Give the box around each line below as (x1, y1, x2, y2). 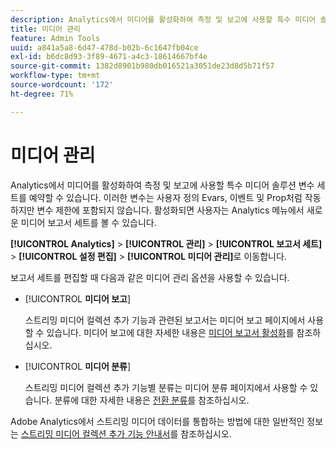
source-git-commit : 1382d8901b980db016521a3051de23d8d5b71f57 (10, 61, 275, 71)
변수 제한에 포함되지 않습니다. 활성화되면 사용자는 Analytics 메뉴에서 (36, 204, 305, 216)
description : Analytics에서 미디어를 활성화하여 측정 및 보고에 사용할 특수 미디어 (10, 14, 317, 25)
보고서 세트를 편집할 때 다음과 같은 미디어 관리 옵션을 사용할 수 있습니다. (10, 271, 290, 283)
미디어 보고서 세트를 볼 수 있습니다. (20, 216, 157, 228)
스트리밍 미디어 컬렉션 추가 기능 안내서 (20, 427, 171, 440)
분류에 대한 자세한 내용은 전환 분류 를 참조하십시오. (54, 394, 250, 406)
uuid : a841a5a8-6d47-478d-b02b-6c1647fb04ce (10, 42, 199, 53)
